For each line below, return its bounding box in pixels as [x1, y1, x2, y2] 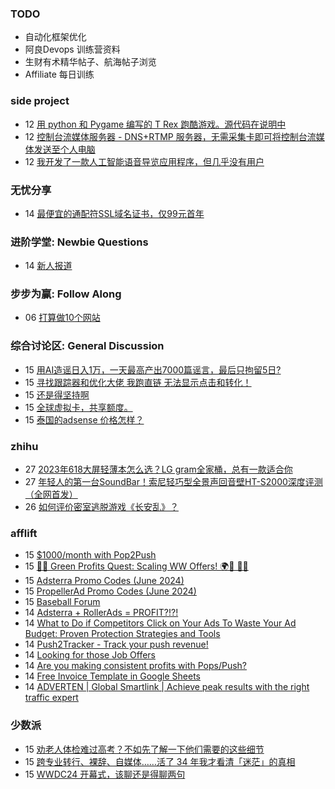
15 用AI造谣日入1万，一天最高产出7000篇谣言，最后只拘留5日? [24, 363, 282, 376]
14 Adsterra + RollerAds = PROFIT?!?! [24, 607, 179, 619]
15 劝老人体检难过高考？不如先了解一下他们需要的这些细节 [24, 743, 265, 755]
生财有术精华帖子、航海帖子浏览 [24, 56, 157, 68]
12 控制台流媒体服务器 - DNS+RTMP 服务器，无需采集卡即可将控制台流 [24, 130, 317, 142]
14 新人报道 [24, 260, 73, 272]
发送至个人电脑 [33, 143, 96, 155]
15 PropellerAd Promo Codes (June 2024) [24, 585, 197, 597]
